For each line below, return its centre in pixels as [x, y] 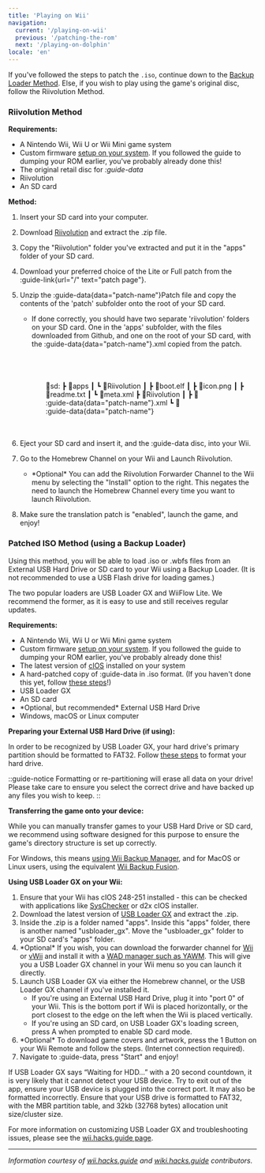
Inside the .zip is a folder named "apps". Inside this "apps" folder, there [135, 922]
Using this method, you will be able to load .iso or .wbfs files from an [119, 560]
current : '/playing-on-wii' [62, 30]
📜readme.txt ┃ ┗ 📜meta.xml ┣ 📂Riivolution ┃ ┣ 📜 [122, 394]
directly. [33, 972]
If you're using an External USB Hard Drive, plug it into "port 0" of [138, 998]
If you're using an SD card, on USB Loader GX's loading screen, [135, 1023]
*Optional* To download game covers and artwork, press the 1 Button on [138, 1039]
